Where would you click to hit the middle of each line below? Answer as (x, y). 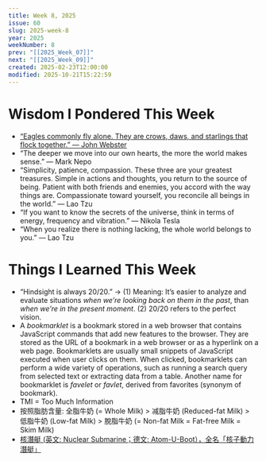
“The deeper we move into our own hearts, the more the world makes (133, 153)
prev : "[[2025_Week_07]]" (51, 52)
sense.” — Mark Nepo (56, 161)
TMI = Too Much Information (66, 401)
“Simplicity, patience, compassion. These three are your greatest (126, 170)
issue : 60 (25, 23)
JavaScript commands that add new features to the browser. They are (134, 334)
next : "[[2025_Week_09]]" (51, 60)
